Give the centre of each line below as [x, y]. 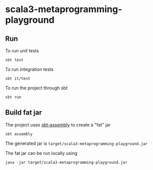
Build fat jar [23, 113]
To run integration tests [30, 69]
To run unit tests [22, 51]
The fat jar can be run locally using [41, 153]
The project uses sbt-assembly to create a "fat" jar [58, 125]
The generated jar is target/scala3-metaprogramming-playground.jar [76, 143]
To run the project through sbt [36, 88]
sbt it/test [18, 79]
